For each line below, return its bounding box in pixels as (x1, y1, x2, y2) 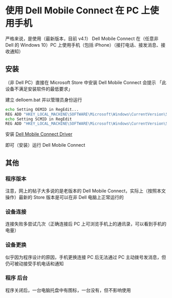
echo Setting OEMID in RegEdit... (5, 107, 79, 112)
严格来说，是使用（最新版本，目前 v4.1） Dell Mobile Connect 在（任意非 (5, 35, 159, 42)
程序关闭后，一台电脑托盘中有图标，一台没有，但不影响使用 (5, 287, 131, 293)
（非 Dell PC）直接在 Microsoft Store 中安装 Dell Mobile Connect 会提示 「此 (5, 79, 166, 85)
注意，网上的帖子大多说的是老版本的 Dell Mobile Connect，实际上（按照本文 (5, 188, 166, 194)
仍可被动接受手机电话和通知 (5, 260, 64, 267)
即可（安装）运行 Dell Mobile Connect (5, 142, 85, 148)
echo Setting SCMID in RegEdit (5, 116, 72, 122)
